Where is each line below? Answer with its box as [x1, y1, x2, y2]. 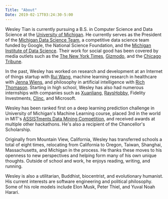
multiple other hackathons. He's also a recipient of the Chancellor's [5, 121, 145, 127]
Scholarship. [5, 126, 31, 132]
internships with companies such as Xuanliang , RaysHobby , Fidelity [5, 90, 146, 96]
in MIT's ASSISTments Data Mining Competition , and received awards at [5, 115, 155, 122]
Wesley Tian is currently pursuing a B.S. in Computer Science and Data [5, 26, 153, 32]
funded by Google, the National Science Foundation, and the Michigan [5, 42, 151, 48]
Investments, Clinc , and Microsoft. [5, 95, 77, 101]
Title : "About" [5, 7, 37, 13]
